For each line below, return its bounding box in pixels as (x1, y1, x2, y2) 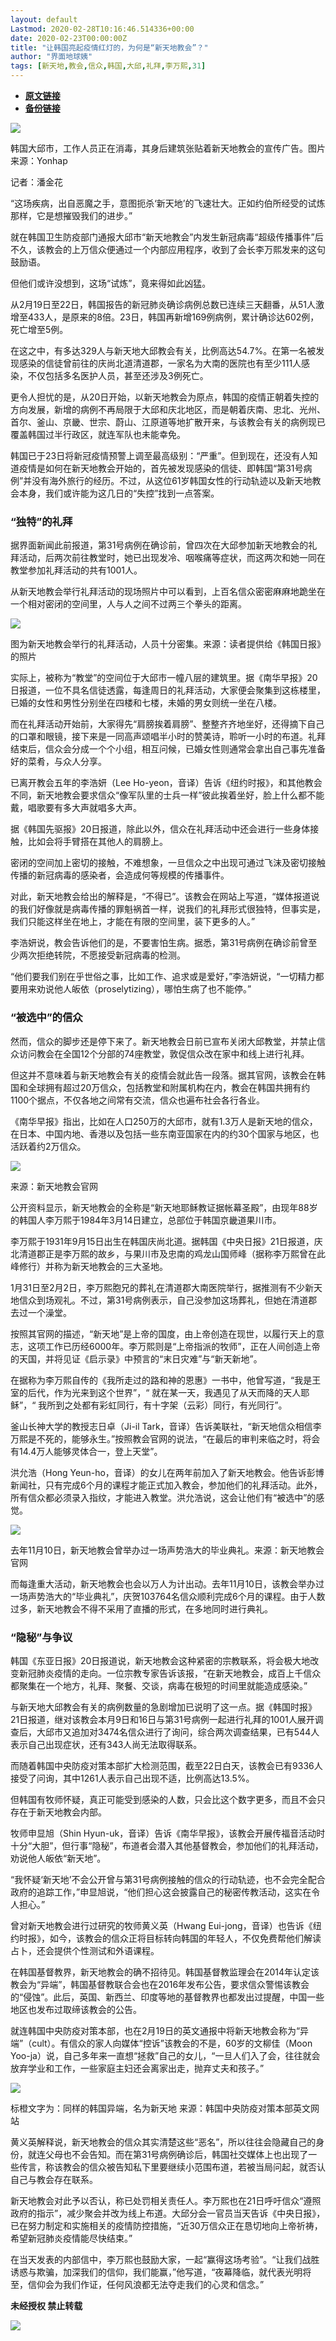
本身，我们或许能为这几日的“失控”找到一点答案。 (18, 487, 220, 499)
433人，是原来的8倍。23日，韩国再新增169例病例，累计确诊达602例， (27, 311, 320, 323)
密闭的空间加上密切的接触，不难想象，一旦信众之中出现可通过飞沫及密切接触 (10, 857, 326, 869)
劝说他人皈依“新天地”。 (10, 1852, 107, 1864)
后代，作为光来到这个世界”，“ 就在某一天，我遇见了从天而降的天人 (27, 1386, 302, 1398)
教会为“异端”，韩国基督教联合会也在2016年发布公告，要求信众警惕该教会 (10, 1978, 310, 1990)
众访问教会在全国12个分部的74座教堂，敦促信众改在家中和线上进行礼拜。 (10, 1047, 310, 1060)
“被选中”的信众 (10, 1011, 83, 1025)
